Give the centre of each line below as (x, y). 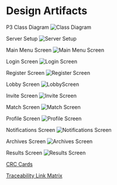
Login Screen (22, 61)
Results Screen (24, 153)
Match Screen (23, 107)
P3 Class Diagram (28, 27)
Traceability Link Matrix (34, 176)
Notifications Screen (31, 130)
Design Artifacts (47, 11)
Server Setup (22, 38)
